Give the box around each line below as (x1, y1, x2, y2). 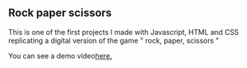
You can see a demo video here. (8, 51, 113, 60)
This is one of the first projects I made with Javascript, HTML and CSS (8, 27, 239, 36)
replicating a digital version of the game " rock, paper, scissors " (8, 36, 219, 45)
